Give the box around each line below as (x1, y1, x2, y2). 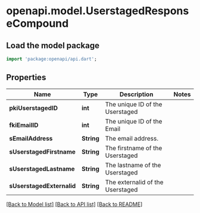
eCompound (6, 17, 69, 30)
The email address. (105, 134, 159, 142)
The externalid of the (105, 178, 164, 186)
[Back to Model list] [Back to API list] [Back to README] (6, 201, 143, 208)
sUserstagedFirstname (9, 147, 76, 155)
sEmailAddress (9, 134, 53, 142)
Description (119, 90, 154, 98)
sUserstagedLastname (9, 164, 76, 173)
